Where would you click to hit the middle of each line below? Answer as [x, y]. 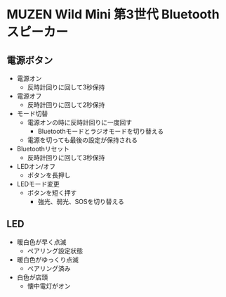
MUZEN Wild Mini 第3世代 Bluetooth [113, 14]
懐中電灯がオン [49, 286]
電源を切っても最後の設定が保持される [82, 140]
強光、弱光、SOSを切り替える [81, 202]
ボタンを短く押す [52, 193]
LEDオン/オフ [36, 166]
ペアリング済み [49, 268]
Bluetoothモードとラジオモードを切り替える [101, 131]
